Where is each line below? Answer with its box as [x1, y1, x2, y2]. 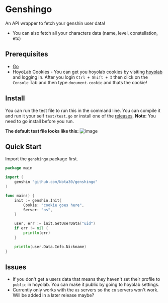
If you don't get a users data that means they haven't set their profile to [12, 276, 160, 282]
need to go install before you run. [5, 118, 74, 124]
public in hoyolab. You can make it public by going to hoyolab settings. [12, 281, 159, 288]
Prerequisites [5, 50, 48, 58]
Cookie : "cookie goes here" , [23, 203, 85, 208]
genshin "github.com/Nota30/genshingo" [14, 179, 98, 185]
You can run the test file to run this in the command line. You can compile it [5, 107, 161, 113]
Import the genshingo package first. [5, 156, 78, 162]
